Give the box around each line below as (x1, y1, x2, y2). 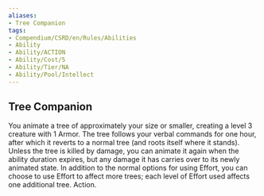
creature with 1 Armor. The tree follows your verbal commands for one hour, (8, 129, 257, 139)
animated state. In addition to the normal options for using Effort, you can (8, 163, 248, 173)
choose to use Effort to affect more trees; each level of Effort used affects (8, 171, 250, 181)
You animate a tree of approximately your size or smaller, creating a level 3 (8, 121, 253, 131)
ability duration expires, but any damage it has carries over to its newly (8, 155, 240, 164)
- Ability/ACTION (8, 48, 66, 56)
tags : (8, 26, 26, 34)
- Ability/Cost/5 (8, 56, 66, 64)
